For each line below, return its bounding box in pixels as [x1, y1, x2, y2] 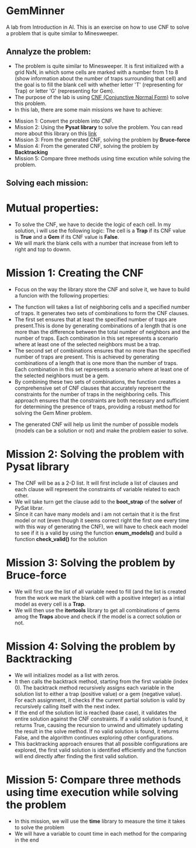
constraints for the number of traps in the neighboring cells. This [14, 391, 171, 398]
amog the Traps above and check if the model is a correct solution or [14, 613, 182, 620]
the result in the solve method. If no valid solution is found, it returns [14, 728, 180, 735]
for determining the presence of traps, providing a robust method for [14, 403, 180, 410]
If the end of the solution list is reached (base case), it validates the [14, 709, 177, 716]
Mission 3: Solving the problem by [6, 556, 176, 570]
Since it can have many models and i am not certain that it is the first [14, 511, 180, 518]
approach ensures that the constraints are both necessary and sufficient [14, 397, 189, 404]
